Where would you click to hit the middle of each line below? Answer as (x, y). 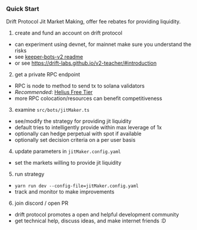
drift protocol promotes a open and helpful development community (97, 215)
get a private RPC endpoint (47, 75)
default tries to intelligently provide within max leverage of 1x (88, 128)
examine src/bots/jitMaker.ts (52, 110)
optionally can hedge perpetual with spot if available (78, 134)
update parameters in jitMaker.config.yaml (68, 151)
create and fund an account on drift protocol (68, 33)
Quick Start (23, 9)
